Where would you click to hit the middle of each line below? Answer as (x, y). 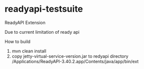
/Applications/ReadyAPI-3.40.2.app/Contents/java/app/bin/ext (75, 61)
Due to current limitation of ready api (42, 32)
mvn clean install (29, 51)
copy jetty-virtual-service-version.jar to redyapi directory (70, 56)
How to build (18, 41)
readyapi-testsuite (44, 9)
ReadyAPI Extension (25, 23)
